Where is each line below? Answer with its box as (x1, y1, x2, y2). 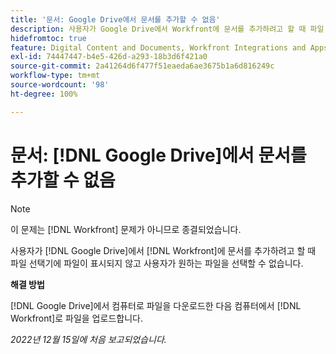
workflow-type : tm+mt (10, 71, 101, 81)
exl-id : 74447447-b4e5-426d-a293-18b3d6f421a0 (10, 52, 208, 62)
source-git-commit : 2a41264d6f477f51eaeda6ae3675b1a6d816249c (10, 61, 275, 71)
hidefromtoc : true (10, 33, 87, 43)
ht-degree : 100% (10, 89, 78, 99)
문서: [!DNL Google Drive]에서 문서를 (10, 144, 307, 166)
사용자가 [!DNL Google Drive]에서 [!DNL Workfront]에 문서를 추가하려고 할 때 (10, 244, 317, 256)
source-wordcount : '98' (10, 80, 110, 90)
